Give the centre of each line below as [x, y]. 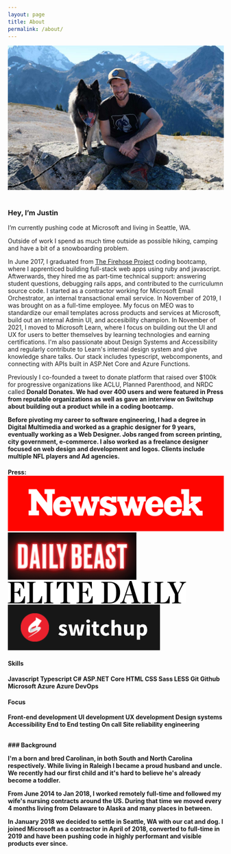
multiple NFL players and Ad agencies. [64, 457]
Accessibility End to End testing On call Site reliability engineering [104, 725]
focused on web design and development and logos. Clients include [106, 449]
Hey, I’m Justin [33, 212]
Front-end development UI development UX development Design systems [115, 717]
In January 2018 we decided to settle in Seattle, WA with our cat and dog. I [115, 822]
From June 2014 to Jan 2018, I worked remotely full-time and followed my [114, 793]
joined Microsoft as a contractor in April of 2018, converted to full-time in [114, 829]
